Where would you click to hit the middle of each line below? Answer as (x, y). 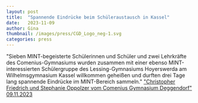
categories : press (29, 39)
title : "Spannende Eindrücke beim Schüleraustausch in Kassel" (88, 17)
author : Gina (22, 28)
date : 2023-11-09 (31, 23)
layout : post (22, 12)
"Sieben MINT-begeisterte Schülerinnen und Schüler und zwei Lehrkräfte (96, 56)
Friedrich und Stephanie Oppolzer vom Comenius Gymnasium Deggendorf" (99, 88)
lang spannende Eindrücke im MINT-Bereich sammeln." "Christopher (91, 82)
